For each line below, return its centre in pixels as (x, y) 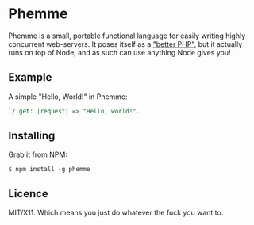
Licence (29, 194)
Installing (32, 136)
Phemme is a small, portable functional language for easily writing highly (127, 36)
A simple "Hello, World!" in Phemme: (68, 97)
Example (30, 77)
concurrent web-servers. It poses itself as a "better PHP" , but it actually (125, 44)
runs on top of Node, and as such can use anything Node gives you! (119, 52)
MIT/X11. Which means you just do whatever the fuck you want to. (116, 213)
